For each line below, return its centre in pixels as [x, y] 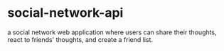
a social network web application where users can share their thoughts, [112, 32]
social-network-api [65, 13]
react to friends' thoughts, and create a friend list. [80, 39]
